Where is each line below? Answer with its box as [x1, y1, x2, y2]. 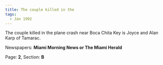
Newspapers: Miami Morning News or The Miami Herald [5, 45, 123, 51]
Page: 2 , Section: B [5, 54, 45, 60]
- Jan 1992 [9, 16, 32, 21]
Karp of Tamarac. [5, 35, 41, 41]
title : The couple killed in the [5, 7, 75, 12]
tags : [5, 12, 16, 17]
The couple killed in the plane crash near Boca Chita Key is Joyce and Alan [5, 30, 159, 36]
